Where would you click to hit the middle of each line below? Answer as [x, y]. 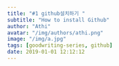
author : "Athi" [29, 26]
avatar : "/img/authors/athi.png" [55, 33]
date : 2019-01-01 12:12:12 [46, 52]
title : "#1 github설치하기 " [46, 13]
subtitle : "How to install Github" [58, 20]
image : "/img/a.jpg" [37, 39]
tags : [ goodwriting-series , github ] [60, 45]
